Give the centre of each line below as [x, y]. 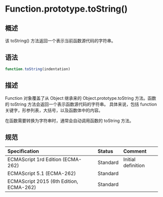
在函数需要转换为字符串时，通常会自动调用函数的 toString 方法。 [69, 121]
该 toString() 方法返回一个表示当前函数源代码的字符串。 [60, 41]
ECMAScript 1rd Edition [34, 160]
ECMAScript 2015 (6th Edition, [43, 181]
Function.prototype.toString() [66, 9]
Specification [23, 151]
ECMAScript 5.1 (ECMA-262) [42, 174]
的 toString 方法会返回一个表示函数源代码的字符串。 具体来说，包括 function [81, 104]
